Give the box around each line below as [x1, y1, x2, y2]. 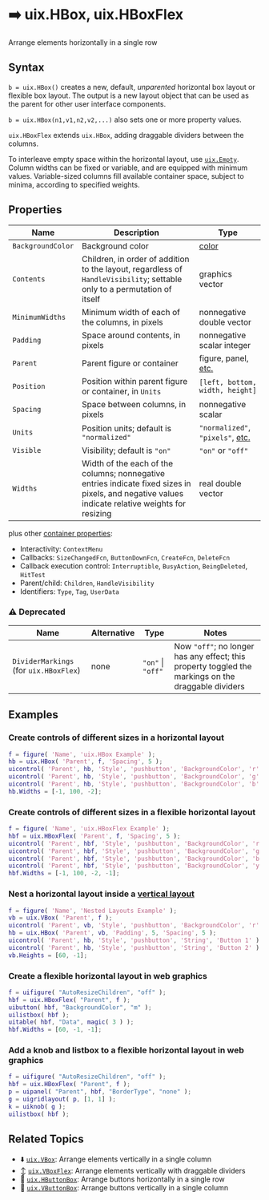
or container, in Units [81, 386, 162, 397]
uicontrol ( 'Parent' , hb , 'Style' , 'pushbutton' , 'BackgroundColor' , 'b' [8, 780, 260, 789]
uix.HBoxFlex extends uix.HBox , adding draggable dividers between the [8, 130, 244, 139]
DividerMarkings [12, 657, 74, 665]
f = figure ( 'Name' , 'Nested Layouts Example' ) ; [8, 907, 178, 915]
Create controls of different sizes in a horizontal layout [8, 732, 224, 743]
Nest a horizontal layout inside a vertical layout [8, 888, 195, 899]
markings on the [174, 670, 235, 681]
